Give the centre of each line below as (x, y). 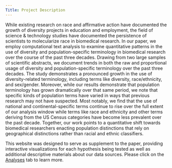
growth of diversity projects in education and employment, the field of (79, 30)
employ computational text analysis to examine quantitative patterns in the (84, 46)
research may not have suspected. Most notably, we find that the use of (81, 101)
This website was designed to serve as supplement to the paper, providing (84, 143)
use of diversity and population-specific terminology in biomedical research (85, 52)
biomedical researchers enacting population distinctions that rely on (77, 128)
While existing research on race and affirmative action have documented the (86, 25)
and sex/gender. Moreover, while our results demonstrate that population (83, 85)
